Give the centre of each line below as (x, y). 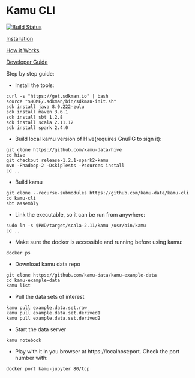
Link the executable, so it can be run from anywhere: (80, 214)
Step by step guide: (30, 73)
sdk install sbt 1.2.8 (34, 117)
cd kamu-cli (21, 198)
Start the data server (40, 329)
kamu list (19, 286)
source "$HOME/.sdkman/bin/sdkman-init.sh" (61, 101)
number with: (31, 358)
